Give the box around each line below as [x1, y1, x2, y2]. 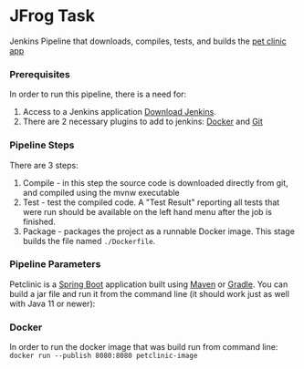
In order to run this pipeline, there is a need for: [9, 88, 187, 100]
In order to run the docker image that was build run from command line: [9, 342, 278, 353]
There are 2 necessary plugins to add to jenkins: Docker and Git [22, 116, 263, 128]
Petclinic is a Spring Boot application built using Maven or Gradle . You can [9, 279, 288, 290]
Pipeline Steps [9, 138, 75, 151]
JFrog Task [9, 5, 96, 26]
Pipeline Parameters [9, 258, 101, 271]
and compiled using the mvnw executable [22, 187, 180, 198]
